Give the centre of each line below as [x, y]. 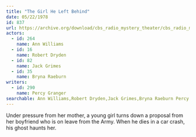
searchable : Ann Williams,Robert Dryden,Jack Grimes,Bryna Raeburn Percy [98, 98]
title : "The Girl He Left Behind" [48, 11]
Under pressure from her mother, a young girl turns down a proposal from [95, 115]
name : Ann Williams [40, 44]
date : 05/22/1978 [27, 17]
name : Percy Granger [41, 93]
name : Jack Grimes [39, 66]
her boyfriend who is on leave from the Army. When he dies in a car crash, [95, 121]
